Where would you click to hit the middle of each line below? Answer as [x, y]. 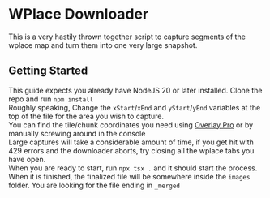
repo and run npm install [51, 99]
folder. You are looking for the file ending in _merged [94, 185]
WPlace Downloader [79, 14]
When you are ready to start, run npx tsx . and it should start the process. [133, 168]
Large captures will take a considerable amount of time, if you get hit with [131, 142]
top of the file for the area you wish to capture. [86, 116]
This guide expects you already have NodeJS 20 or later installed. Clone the [135, 90]
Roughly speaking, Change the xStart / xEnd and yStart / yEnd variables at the [135, 107]
